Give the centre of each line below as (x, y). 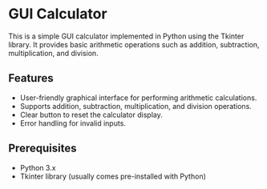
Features (31, 78)
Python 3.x (38, 167)
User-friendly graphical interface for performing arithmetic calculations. (138, 98)
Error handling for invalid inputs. (73, 123)
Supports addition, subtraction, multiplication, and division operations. (136, 106)
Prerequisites (42, 149)
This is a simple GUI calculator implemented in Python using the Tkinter (126, 36)
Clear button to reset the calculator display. (91, 115)
